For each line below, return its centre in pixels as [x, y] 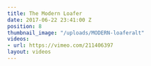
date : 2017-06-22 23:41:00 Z [49, 20]
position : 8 [24, 26]
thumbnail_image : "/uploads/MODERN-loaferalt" [76, 33]
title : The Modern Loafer [45, 13]
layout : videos [29, 52]
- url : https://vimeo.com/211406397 [60, 45]
